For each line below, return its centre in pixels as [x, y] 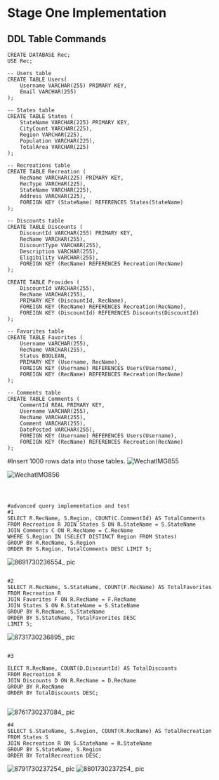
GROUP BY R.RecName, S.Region [52, 543]
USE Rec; [20, 61]
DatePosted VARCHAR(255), [58, 430]
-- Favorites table [36, 331]
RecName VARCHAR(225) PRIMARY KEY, [72, 178]
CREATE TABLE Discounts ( [45, 227]
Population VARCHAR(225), [58, 141]
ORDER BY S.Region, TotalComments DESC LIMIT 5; [80, 549]
